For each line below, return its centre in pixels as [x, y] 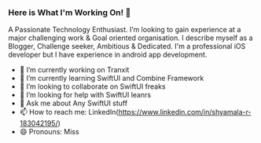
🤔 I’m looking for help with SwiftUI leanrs [85, 95]
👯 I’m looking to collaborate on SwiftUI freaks [93, 86]
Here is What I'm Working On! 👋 [70, 13]
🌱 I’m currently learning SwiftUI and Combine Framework [112, 79]
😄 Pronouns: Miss [50, 132]
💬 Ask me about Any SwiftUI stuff [74, 103]
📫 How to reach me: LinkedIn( [69, 112]
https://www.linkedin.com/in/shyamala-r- [185, 112]
